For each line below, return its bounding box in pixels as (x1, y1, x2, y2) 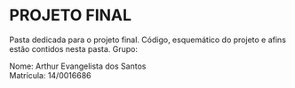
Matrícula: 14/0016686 (9, 70, 92, 80)
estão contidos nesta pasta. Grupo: (9, 43, 139, 54)
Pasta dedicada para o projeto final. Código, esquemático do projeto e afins (9, 34, 287, 45)
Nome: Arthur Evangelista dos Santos (9, 61, 147, 71)
